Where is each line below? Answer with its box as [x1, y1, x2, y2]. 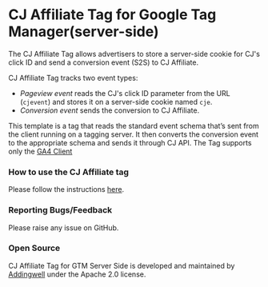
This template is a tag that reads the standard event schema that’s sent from [8, 121, 260, 130]
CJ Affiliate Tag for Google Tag [8, 6, 217, 24]
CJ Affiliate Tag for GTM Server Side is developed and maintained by [8, 261, 235, 270]
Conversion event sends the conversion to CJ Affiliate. [19, 106, 200, 115]
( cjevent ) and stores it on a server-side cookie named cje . [19, 97, 213, 106]
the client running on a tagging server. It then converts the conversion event [8, 130, 258, 139]
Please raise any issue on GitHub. [8, 222, 119, 233]
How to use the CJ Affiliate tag [8, 166, 130, 177]
